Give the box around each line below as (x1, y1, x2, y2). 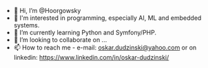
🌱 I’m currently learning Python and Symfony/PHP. (13, 28, 157, 36)
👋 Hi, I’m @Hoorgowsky (13, 7, 81, 14)
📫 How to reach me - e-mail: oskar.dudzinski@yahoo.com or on (13, 43, 197, 52)
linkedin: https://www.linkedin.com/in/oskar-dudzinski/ (13, 54, 169, 61)
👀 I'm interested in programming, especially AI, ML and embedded (13, 14, 202, 22)
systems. (13, 21, 40, 29)
